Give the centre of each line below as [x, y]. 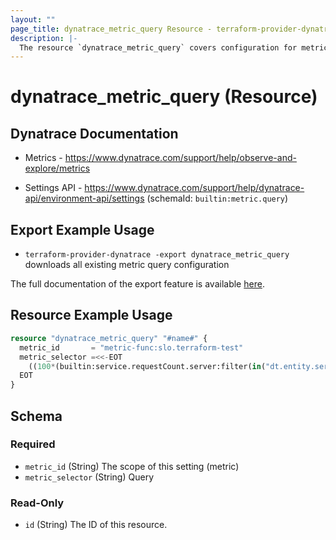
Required [33, 444]
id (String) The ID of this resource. [96, 525]
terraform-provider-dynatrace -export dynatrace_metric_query [157, 255]
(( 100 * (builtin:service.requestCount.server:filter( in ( [147, 366]
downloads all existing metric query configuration [127, 265]
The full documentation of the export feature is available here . [137, 284]
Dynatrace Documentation [94, 133]
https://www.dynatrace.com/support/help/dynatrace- [194, 188]
